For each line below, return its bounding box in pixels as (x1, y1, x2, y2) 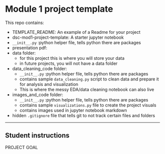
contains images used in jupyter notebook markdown (19, 107, 127, 113)
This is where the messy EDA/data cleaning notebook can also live (19, 86, 155, 92)
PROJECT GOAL (5, 144, 38, 150)
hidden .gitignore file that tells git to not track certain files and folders (12, 112, 156, 118)
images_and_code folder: (12, 92, 63, 98)
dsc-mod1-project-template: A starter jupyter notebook (12, 34, 124, 40)
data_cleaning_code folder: (12, 65, 67, 72)
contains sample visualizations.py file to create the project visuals (19, 102, 157, 108)
